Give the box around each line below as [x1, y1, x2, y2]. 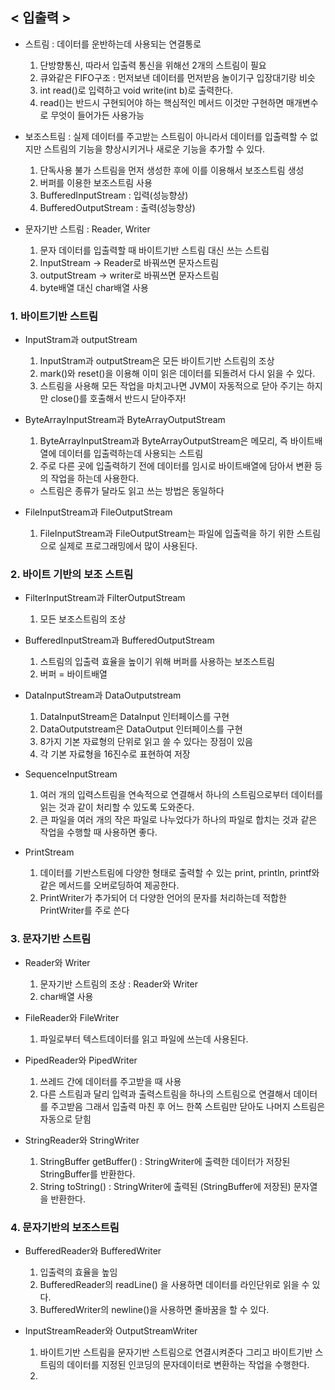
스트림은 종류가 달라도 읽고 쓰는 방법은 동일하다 [39, 485, 225, 497]
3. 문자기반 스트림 [10, 932, 92, 946]
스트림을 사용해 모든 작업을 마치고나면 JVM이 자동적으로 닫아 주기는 [39, 380, 305, 392]
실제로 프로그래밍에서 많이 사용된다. [58, 540, 198, 552]
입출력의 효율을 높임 [39, 1266, 118, 1278]
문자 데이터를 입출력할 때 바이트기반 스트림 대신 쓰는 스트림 [39, 244, 270, 256]
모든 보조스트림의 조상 [39, 613, 127, 625]
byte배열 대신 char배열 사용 [39, 281, 149, 293]
